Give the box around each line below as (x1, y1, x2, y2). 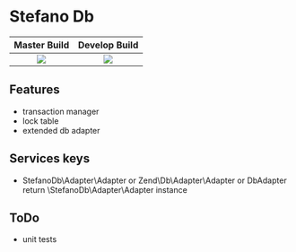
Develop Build (77, 39, 139, 51)
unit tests (22, 234, 57, 245)
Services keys (9, 151, 91, 167)
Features (9, 83, 60, 98)
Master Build (13, 39, 70, 51)
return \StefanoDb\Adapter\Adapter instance (22, 184, 188, 195)
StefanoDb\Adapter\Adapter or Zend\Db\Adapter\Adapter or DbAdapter (22, 175, 287, 186)
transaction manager (22, 106, 100, 117)
